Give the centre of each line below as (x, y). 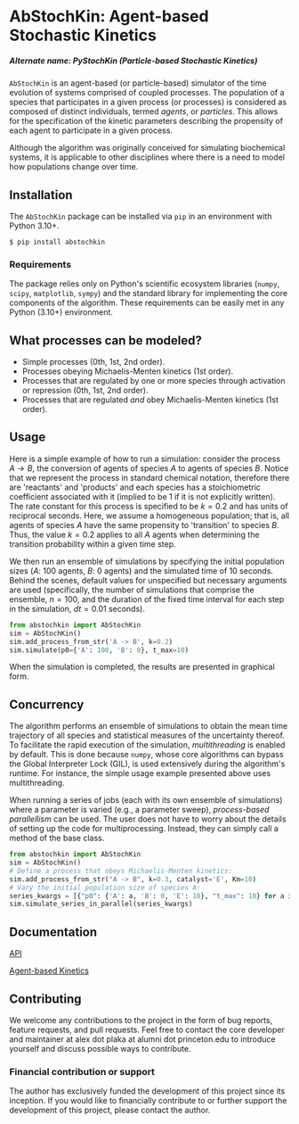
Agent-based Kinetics (49, 971)
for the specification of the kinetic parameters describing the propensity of (146, 121)
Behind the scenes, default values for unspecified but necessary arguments (148, 580)
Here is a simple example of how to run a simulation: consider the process (145, 459)
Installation (41, 195)
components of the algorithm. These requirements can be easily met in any (147, 303)
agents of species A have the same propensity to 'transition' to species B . (144, 525)
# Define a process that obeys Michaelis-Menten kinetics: (121, 871)
